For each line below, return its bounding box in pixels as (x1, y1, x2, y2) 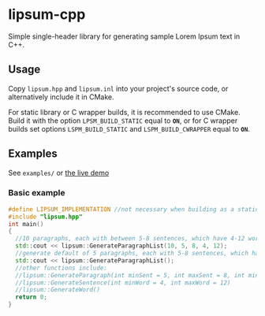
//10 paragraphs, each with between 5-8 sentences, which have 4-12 (15, 235, 245, 243)
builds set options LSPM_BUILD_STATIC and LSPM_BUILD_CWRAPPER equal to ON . (8, 124, 251, 133)
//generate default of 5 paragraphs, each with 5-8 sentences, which (15, 250, 248, 258)
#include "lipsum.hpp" (8, 213, 83, 221)
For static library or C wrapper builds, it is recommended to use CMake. (8, 107, 241, 117)
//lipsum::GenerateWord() (15, 286, 101, 294)
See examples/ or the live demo (8, 168, 110, 177)
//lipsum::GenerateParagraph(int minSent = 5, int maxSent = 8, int (15, 271, 245, 279)
